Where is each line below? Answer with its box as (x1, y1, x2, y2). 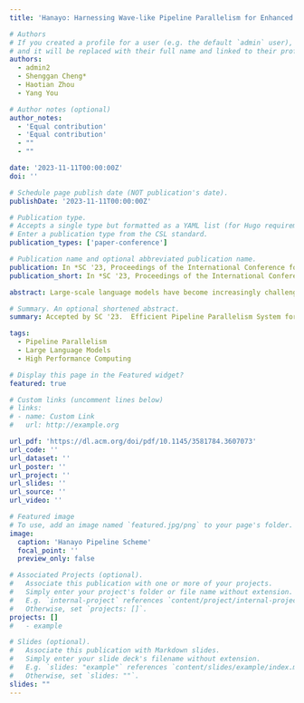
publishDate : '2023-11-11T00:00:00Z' (9, 197, 152, 206)
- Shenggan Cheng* (17, 72, 88, 82)
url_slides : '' (9, 479, 67, 488)
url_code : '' (9, 445, 59, 454)
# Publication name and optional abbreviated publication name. (9, 255, 257, 264)
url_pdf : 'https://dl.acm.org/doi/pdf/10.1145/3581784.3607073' (9, 437, 257, 446)
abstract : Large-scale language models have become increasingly (9, 287, 261, 297)
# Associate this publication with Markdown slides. (9, 646, 221, 655)
